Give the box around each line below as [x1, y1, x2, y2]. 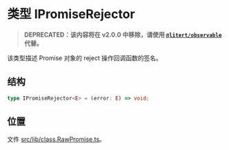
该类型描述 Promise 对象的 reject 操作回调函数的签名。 [7, 53, 162, 62]
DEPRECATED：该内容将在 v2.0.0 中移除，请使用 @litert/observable [23, 30, 222, 39]
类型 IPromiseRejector [7, 6, 136, 22]
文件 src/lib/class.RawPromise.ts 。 [7, 135, 106, 144]
